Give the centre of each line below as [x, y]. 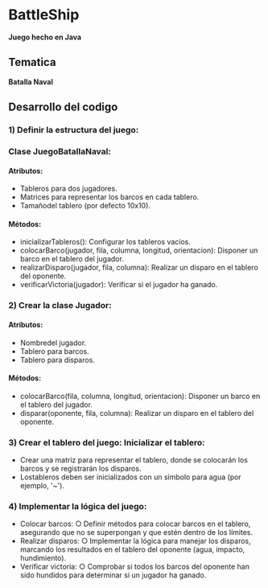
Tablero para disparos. [57, 360]
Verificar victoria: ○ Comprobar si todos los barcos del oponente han [134, 567]
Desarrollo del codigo [63, 107]
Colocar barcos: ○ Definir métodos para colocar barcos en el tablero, [135, 524]
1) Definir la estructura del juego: [74, 130]
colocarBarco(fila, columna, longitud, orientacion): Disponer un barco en [140, 396]
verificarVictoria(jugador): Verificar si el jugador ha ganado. [119, 285]
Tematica [32, 62]
